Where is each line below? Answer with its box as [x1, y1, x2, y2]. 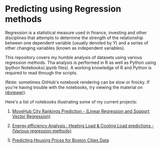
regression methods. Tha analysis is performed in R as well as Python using [5, 59, 156, 65]
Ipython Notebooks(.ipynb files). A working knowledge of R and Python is [5, 64, 152, 71]
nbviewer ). [5, 89, 27, 95]
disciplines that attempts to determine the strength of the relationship [5, 35, 144, 41]
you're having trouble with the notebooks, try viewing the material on [5, 84, 143, 90]
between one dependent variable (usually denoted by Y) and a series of [5, 40, 149, 45]
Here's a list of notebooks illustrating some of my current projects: [5, 99, 137, 104]
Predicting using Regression [5, 3, 121, 15]
